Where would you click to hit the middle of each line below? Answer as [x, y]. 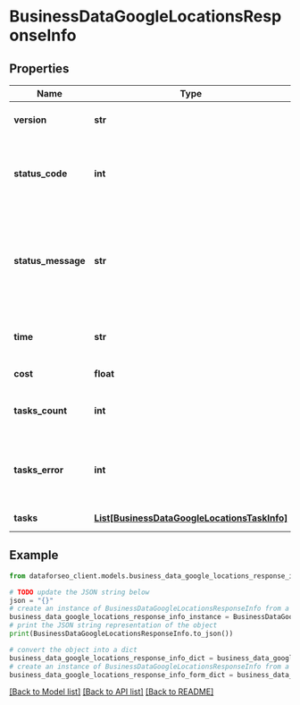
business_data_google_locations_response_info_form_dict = [121, 675]
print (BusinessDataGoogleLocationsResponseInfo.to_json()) [121, 634]
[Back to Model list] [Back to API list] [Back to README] [112, 692]
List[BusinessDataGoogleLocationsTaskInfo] [191, 518]
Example [34, 555]
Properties [39, 68]
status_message [50, 261]
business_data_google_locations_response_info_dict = [112, 658]
